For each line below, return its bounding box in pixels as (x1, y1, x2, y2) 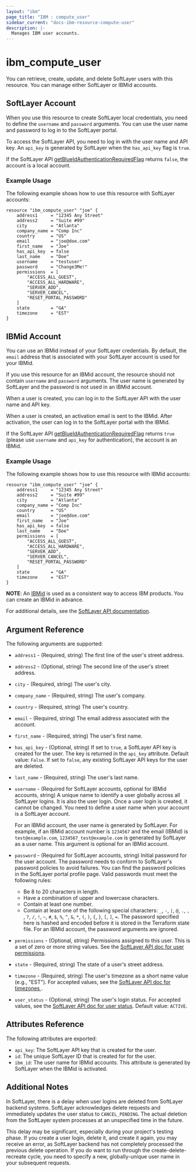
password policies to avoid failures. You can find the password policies (14, 865, 186, 872)
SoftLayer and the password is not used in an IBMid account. (6, 383, 153, 390)
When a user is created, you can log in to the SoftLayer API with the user (6, 394, 181, 401)
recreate (6, 1153, 27, 1160)
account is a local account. (6, 162, 71, 169)
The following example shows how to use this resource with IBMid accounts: (6, 471, 191, 478)
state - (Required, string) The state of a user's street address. (14, 961, 164, 968)
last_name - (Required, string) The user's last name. (14, 774, 139, 781)
